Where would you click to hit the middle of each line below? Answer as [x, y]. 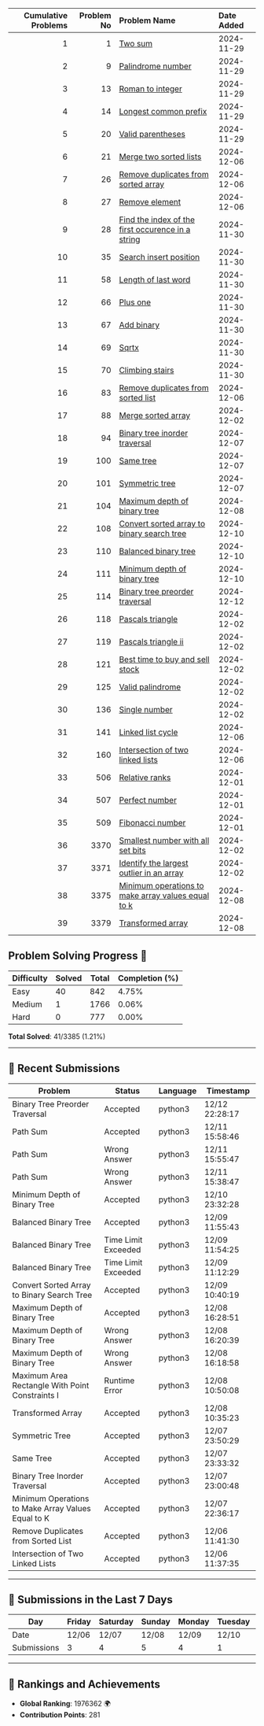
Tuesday [234, 1622]
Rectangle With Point [51, 1385]
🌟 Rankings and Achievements [84, 1684]
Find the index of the [157, 220]
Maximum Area [40, 1375]
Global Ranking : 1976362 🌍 [65, 1704]
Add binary [139, 325]
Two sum [136, 44]
